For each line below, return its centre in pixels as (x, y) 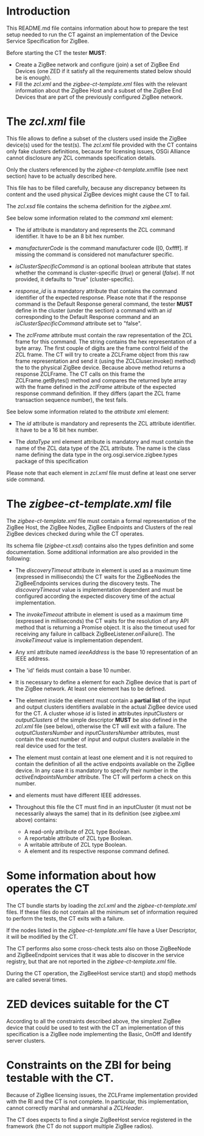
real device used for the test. (51, 745)
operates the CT (48, 889)
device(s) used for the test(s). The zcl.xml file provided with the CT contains (102, 145)
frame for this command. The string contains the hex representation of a (106, 342)
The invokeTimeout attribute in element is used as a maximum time (99, 614)
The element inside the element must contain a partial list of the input (103, 700)
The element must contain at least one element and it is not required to (104, 757)
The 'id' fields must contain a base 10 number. (73, 670)
